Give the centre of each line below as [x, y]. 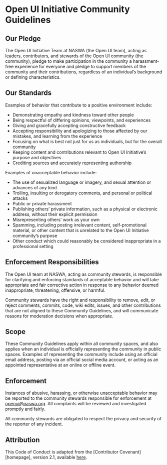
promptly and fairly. [25, 409]
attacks [20, 198]
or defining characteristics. [33, 77]
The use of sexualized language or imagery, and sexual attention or [82, 182]
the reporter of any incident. [34, 424]
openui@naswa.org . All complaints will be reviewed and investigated [76, 404]
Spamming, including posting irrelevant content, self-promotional [79, 225]
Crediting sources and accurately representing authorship [72, 163]
